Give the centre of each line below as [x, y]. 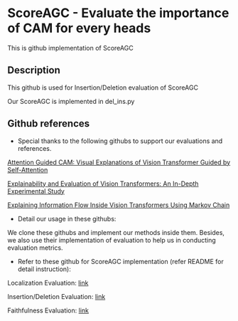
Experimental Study [36, 191]
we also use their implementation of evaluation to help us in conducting [112, 240]
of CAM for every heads [79, 28]
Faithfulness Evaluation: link [48, 310]
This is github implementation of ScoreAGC [70, 48]
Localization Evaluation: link [48, 283]
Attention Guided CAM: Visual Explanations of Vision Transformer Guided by [119, 162]
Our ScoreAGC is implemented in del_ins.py [71, 101]
